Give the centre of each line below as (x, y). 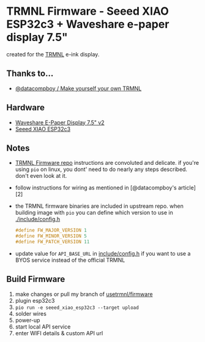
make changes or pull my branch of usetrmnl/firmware (84, 294)
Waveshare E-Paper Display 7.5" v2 (60, 122)
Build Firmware (36, 279)
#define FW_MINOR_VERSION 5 (51, 236)
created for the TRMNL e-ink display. (53, 54)
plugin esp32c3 (35, 300)
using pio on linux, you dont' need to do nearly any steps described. (101, 169)
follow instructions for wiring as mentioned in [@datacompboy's (96, 188)
